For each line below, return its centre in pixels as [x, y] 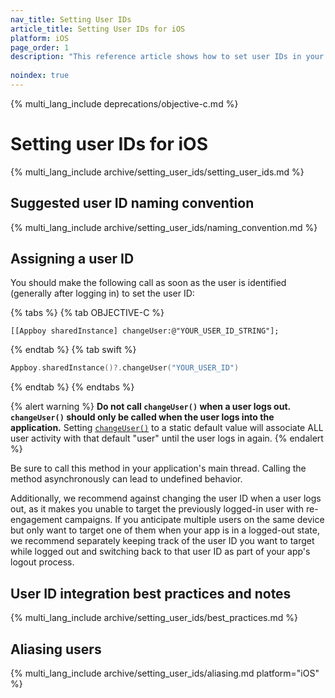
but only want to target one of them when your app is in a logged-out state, [165, 530]
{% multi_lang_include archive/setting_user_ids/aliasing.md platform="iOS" [165, 673]
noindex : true [40, 76]
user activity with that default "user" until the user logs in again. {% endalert [167, 438]
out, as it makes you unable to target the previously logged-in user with [157, 509]
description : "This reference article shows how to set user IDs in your [167, 57]
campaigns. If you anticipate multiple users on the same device [194, 520]
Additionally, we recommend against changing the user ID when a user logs [166, 498]
